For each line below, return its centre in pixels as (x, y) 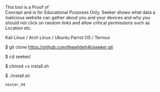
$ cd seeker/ (18, 57)
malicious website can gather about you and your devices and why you (78, 17)
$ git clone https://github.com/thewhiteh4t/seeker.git (59, 47)
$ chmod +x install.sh (27, 66)
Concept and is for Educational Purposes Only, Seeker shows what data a (80, 12)
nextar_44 (15, 85)
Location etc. (19, 28)
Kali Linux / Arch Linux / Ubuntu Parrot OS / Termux (58, 37)
